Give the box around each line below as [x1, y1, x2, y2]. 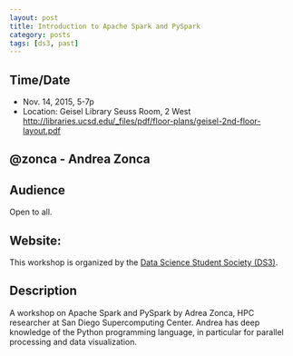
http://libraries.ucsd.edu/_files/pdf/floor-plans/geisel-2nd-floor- [22, 115, 261, 127]
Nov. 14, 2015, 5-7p [22, 96, 95, 107]
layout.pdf [22, 125, 62, 136]
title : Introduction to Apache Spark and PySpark [9, 22, 201, 31]
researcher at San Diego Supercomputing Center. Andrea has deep [9, 317, 260, 328]
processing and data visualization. [9, 336, 138, 347]
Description [9, 283, 77, 299]
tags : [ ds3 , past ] [9, 38, 79, 48]
